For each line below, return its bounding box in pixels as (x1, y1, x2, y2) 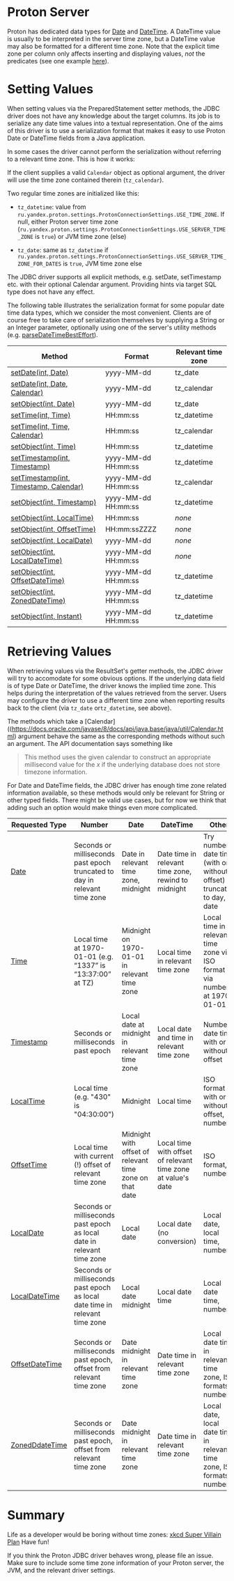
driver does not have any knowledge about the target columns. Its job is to (7, 111, 221, 120)
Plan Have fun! (7, 1537, 49, 1546)
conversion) (157, 1236, 197, 1246)
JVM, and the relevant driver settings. (7, 1566, 116, 1574)
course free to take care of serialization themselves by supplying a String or (7, 316, 225, 324)
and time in (157, 1032, 194, 1042)
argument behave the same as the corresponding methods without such (17, 732, 225, 740)
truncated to (74, 866, 114, 876)
